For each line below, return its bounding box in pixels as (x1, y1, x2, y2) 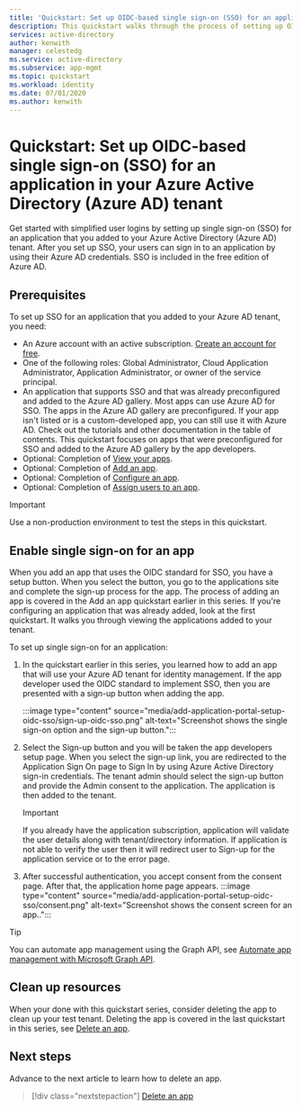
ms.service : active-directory (9, 55, 123, 64)
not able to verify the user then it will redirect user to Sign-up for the (22, 843, 276, 854)
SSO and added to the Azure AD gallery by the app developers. (22, 443, 257, 455)
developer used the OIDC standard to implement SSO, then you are (22, 678, 271, 689)
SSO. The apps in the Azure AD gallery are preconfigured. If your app (22, 405, 280, 416)
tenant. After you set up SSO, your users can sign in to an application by (9, 242, 276, 253)
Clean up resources (9, 979, 121, 996)
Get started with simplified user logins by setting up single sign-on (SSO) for (9, 223, 292, 234)
